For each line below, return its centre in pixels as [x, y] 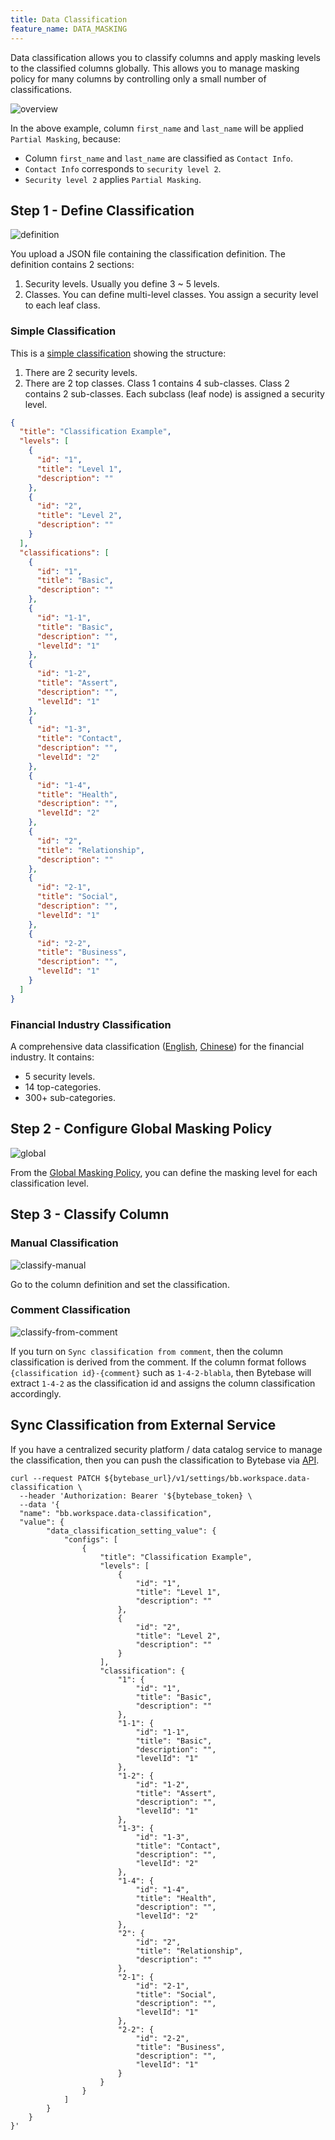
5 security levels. [60, 1077]
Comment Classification [70, 1310]
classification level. [50, 1183]
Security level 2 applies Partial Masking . [113, 179]
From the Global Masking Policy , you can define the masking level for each [164, 1172]
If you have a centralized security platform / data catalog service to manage [166, 1449]
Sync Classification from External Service [143, 1425]
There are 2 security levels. [81, 372]
